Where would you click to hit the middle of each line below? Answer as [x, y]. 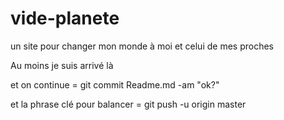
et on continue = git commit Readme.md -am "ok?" [115, 84]
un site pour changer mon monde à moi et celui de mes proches [142, 46]
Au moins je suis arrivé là [62, 65]
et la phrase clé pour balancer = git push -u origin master [128, 104]
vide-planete [65, 18]
